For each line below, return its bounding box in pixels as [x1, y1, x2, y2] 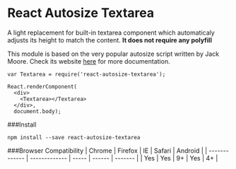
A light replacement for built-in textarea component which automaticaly [7, 28, 216, 37]
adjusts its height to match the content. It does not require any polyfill [7, 35, 212, 44]
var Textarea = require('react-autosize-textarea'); [7, 71, 166, 78]
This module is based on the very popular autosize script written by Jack [7, 49, 220, 58]
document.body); [13, 107, 61, 115]
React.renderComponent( [7, 83, 78, 90]
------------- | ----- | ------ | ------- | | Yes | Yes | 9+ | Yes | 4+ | [30, 153, 218, 162]
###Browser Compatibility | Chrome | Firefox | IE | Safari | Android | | [7, 146, 208, 155]
